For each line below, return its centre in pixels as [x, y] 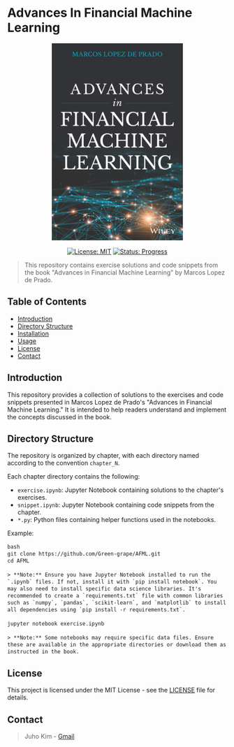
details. [18, 697]
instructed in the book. [43, 652]
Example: [21, 533]
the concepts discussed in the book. [59, 416]
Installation [33, 333]
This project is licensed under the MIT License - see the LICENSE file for [111, 690]
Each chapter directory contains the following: [74, 477]
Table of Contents [47, 302]
